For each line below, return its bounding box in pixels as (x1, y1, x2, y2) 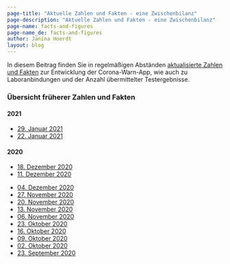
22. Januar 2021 (16, 132, 63, 141)
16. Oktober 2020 (16, 227, 66, 235)
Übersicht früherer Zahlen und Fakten (7, 92, 136, 101)
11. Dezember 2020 (16, 170, 72, 178)
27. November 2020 (16, 191, 73, 199)
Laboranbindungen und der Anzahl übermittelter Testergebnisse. (7, 75, 190, 83)
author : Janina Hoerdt (7, 36, 72, 43)
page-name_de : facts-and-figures (7, 29, 103, 36)
